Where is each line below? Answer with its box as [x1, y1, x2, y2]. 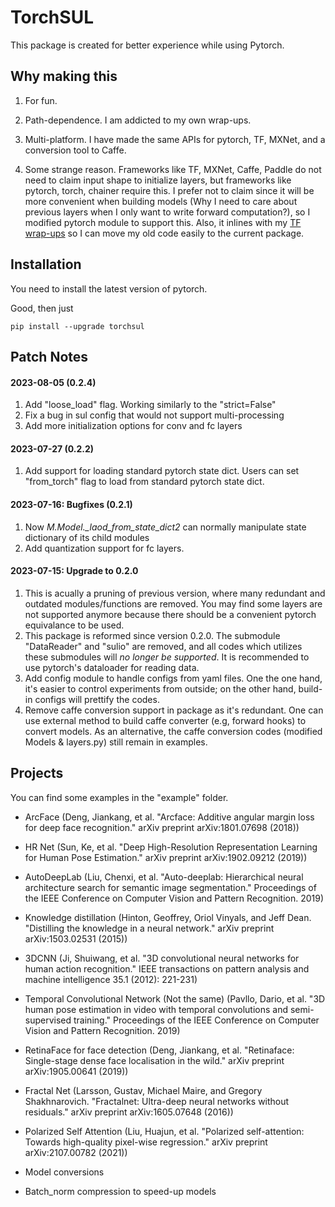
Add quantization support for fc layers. [24, 542, 185, 554]
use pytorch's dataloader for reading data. [24, 661, 200, 673]
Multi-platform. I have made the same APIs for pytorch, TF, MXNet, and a [24, 133, 326, 145]
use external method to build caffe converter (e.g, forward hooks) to [24, 714, 307, 726]
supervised [24, 1014, 72, 1026]
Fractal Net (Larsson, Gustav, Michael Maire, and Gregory [24, 1084, 263, 1096]
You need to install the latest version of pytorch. [10, 282, 208, 295]
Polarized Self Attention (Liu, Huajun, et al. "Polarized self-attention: [24, 1125, 305, 1137]
